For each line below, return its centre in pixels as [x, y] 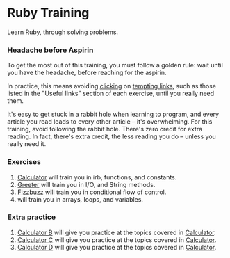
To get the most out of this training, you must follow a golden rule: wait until [115, 65]
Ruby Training [48, 13]
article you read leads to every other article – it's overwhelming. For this [110, 122]
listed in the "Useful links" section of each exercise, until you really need [111, 94]
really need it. [27, 144]
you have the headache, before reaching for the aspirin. [87, 73]
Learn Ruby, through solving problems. [63, 32]
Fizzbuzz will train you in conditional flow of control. [92, 192]
